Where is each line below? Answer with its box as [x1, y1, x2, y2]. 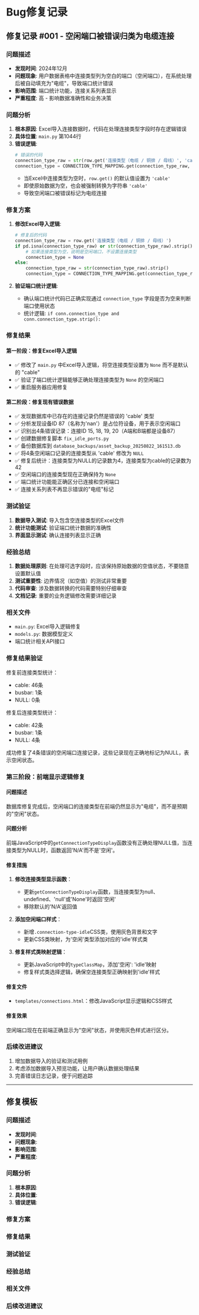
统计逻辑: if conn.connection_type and [23, 310, 120, 317]
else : [14, 259, 28, 266]
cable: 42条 [14, 721, 43, 728]
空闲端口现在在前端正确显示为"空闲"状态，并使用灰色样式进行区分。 [6, 1026, 172, 1034]
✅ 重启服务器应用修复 [14, 384, 68, 391]
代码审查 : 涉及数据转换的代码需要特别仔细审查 [14, 585, 127, 592]
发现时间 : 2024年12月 [14, 65, 68, 72]
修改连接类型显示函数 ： [14, 876, 72, 883]
